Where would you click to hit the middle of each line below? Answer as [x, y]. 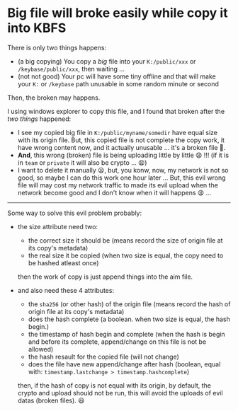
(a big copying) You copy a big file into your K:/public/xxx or [107, 61]
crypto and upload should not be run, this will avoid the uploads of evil [120, 393]
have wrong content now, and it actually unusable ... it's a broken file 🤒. [121, 147]
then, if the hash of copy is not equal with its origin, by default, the [114, 385]
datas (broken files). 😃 [51, 400]
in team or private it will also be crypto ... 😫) [82, 162]
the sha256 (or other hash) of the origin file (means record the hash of [129, 304]
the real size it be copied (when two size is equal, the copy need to [126, 255]
